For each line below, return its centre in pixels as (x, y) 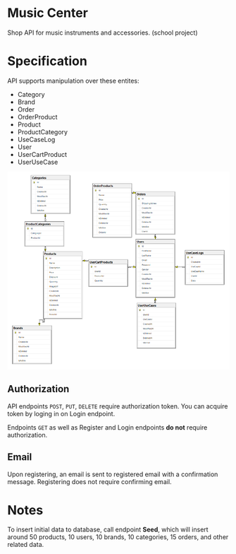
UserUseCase (38, 162)
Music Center (48, 13)
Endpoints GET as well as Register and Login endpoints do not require (107, 427)
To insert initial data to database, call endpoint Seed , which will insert (108, 530)
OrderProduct (37, 117)
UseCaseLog (36, 139)
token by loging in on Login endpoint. (61, 413)
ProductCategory (43, 131)
